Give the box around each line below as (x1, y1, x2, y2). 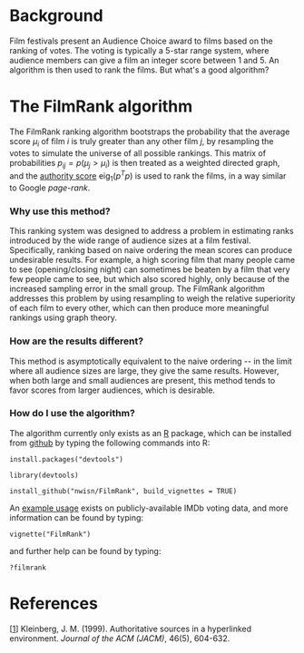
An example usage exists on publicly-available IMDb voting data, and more (9, 502, 289, 513)
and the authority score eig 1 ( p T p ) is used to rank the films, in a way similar (9, 169, 287, 183)
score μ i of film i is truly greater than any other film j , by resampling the (9, 135, 274, 149)
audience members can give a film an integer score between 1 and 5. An (9, 54, 279, 65)
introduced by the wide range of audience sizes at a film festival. (9, 235, 251, 246)
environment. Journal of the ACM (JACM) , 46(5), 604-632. (9, 632, 230, 644)
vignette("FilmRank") (9, 530, 92, 539)
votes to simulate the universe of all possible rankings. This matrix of (9, 147, 266, 159)
